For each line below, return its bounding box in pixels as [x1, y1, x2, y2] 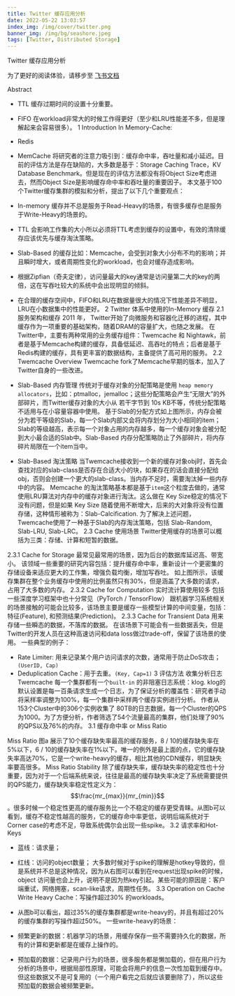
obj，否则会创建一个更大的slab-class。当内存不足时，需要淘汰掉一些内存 [17, 475, 228, 483]
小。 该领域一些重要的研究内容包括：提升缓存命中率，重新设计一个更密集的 [7, 559, 224, 568]
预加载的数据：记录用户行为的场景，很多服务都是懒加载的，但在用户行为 [17, 955, 226, 964]
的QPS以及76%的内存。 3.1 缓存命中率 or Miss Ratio [17, 722, 167, 730]
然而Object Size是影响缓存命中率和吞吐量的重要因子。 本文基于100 [29, 178, 222, 186]
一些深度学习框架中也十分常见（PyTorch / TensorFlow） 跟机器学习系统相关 [7, 594, 225, 603]
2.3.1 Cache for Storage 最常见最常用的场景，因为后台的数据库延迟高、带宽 [7, 551, 224, 559]
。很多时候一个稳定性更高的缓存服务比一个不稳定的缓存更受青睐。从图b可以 [7, 804, 226, 812]
